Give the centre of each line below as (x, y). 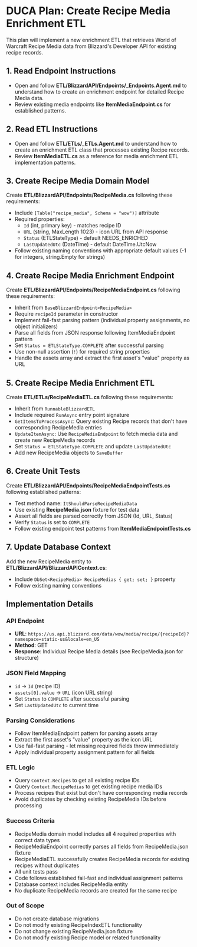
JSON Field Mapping (36, 673)
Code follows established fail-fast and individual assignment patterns (99, 878)
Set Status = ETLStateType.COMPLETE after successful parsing (89, 345)
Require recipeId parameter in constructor (66, 314)
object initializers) (36, 326)
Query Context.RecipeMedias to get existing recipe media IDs (88, 787)
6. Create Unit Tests (43, 471)
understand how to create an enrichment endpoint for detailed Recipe (99, 92)
